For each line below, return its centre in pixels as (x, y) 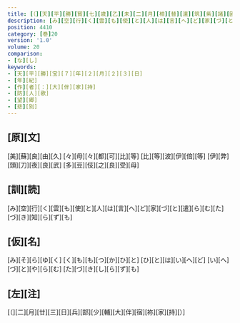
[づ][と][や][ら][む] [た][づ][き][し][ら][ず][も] (73, 269)
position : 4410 (30, 27)
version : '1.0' (30, 41)
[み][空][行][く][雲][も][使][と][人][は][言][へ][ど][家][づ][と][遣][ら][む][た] (116, 208)
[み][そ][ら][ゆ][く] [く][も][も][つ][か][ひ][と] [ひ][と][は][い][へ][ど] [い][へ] (119, 260)
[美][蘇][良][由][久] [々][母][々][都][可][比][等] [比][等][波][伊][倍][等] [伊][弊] (119, 156)
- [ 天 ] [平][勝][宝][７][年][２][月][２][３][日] (75, 73)
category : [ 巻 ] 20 (33, 34)
